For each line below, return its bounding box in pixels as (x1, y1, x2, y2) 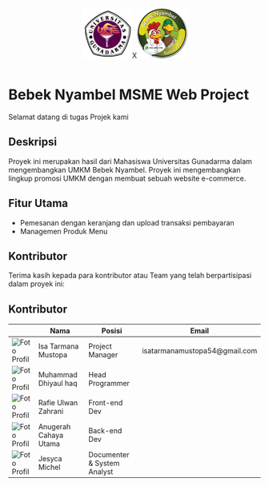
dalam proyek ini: (8, 279, 66, 289)
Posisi (101, 325, 122, 335)
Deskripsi (8, 135, 58, 149)
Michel (38, 463, 61, 472)
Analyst (88, 467, 114, 476)
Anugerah (38, 421, 71, 431)
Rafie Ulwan (38, 397, 78, 407)
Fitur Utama (8, 197, 69, 210)
